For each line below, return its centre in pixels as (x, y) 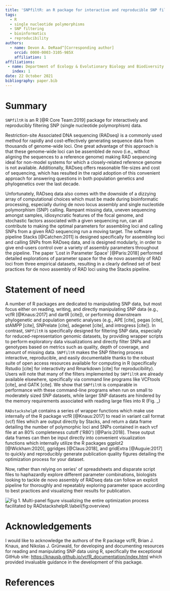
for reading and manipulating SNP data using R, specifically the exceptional (84, 551)
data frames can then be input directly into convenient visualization (75, 438)
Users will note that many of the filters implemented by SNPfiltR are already (84, 374)
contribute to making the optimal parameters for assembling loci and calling (84, 226)
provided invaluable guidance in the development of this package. (74, 562)
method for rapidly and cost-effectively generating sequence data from (80, 141)
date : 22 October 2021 (29, 76)
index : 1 (21, 72)
